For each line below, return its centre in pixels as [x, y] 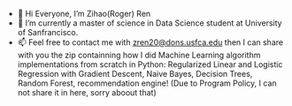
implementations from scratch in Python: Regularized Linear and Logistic [150, 64]
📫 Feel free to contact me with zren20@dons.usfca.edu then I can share [150, 42]
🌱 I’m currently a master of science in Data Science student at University [150, 23]
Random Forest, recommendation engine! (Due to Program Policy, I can [147, 83]
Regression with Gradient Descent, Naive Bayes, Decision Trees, [135, 74]
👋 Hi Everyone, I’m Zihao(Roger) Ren [84, 14]
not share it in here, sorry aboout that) [87, 92]
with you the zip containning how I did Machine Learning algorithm [139, 55]
